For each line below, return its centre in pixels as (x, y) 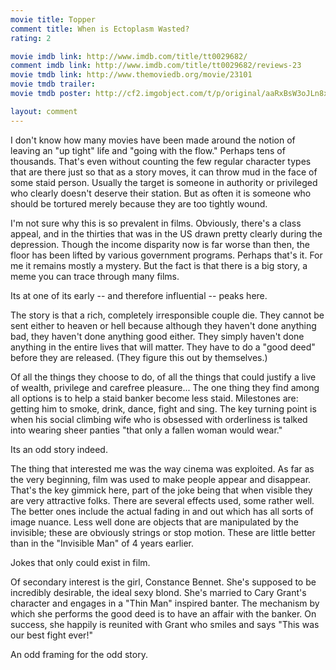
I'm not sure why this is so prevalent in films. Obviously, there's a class (156, 223)
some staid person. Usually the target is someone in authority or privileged (164, 182)
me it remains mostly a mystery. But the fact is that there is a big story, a (159, 265)
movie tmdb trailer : (53, 84)
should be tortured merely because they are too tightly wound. (139, 203)
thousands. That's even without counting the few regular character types (161, 161)
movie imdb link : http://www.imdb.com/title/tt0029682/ (129, 56)
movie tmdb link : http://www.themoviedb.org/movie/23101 (131, 75)
